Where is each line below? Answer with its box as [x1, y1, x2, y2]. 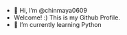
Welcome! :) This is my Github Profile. [13, 13, 120, 22]
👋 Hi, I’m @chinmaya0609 [13, 7, 88, 14]
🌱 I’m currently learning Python [13, 21, 102, 28]
